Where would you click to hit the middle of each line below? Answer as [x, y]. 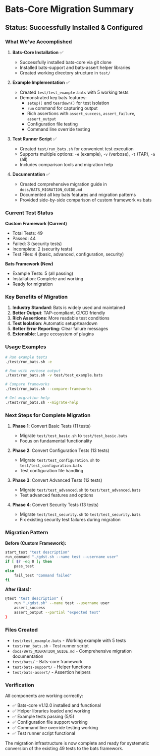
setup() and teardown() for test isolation [68, 103]
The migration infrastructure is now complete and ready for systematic [77, 743]
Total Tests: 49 [27, 233]
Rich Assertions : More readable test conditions [61, 318]
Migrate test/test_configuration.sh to [60, 460]
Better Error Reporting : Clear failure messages [60, 329]
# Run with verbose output [33, 371]
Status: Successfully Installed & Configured [74, 28]
